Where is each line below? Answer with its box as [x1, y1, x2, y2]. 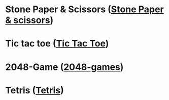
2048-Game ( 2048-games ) [5, 61, 124, 72]
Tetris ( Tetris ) [5, 84, 64, 96]
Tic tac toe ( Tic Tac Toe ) [5, 38, 109, 49]
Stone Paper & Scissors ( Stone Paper [5, 4, 164, 15]
